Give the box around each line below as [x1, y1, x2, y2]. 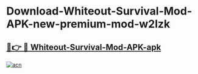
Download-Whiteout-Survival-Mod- [6, 4, 193, 18]
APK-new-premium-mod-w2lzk [6, 17, 171, 31]
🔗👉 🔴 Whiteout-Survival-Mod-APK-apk [6, 42, 161, 52]
